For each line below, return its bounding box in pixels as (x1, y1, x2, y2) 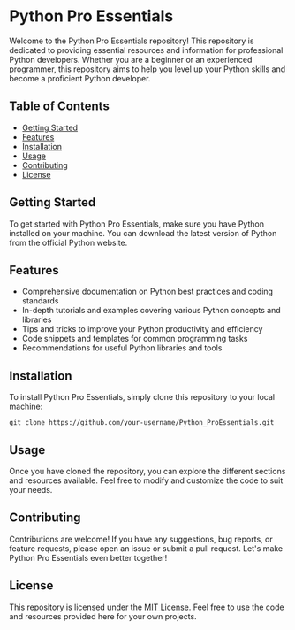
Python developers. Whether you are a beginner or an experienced (9, 54, 253, 65)
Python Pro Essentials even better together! (9, 552, 168, 563)
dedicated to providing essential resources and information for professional (9, 44, 284, 55)
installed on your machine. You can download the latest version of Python (9, 227, 277, 238)
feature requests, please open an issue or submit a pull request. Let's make (9, 542, 284, 554)
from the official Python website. (9, 237, 128, 248)
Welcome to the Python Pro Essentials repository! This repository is (9, 35, 254, 46)
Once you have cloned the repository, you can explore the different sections (9, 466, 286, 476)
